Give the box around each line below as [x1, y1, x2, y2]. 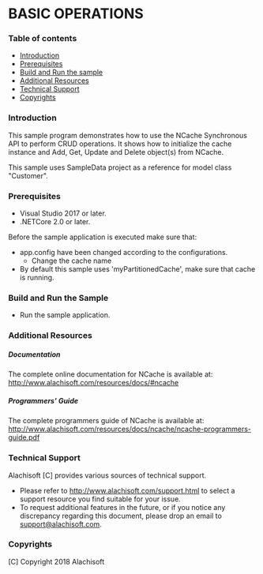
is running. [19, 273, 54, 283]
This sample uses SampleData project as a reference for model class [8, 163, 232, 172]
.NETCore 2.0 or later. [19, 217, 91, 227]
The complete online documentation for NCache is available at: [8, 370, 213, 379]
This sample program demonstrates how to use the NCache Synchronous [8, 130, 247, 140]
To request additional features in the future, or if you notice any [19, 502, 226, 512]
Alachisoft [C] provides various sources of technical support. [8, 471, 207, 480]
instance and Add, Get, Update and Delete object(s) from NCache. [8, 147, 224, 156]
